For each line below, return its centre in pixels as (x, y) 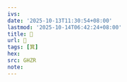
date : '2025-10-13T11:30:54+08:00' (60, 21)
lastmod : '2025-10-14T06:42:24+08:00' (65, 27)
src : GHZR (22, 61)
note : (15, 67)
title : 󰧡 (20, 34)
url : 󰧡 (17, 41)
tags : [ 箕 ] (23, 47)
